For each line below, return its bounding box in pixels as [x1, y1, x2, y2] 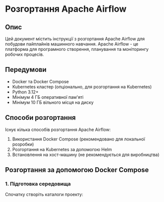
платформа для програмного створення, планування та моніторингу [5, 46, 149, 52]
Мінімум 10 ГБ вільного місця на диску [12, 99, 94, 105]
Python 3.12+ [12, 89, 39, 95]
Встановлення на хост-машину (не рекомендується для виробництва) [12, 152, 160, 157]
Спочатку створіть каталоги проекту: [5, 192, 83, 198]
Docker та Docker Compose [12, 78, 69, 84]
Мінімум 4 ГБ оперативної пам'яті [12, 94, 84, 100]
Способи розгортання [5, 113, 76, 122]
